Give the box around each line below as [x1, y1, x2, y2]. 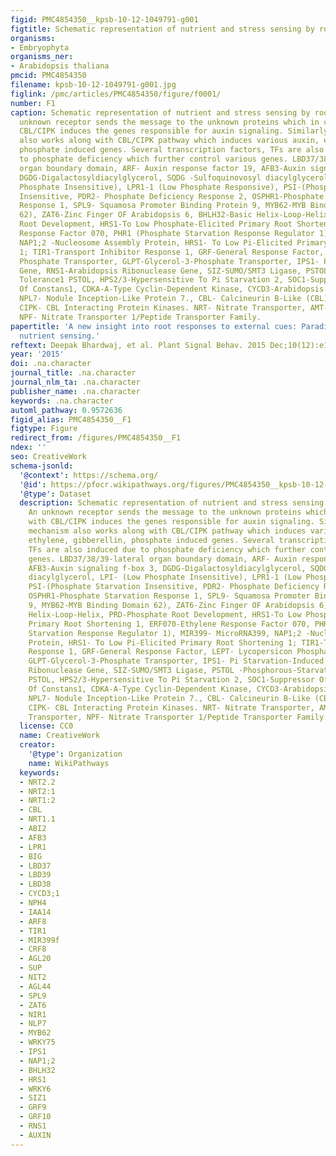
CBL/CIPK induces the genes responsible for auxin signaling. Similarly [19, 126, 329, 136]
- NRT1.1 [19, 814, 56, 825]
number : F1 [10, 98, 56, 108]
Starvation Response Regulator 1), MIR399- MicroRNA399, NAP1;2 [28, 628, 302, 638]
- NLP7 [19, 1019, 47, 1029]
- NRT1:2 [19, 796, 56, 806]
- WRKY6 [19, 1084, 52, 1094]
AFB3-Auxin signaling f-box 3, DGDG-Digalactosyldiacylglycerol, [28, 563, 307, 573]
